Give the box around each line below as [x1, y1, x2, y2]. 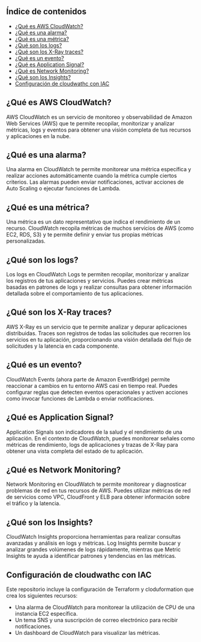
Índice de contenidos [6, 7, 87, 17]
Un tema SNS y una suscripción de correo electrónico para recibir [14, 616, 178, 623]
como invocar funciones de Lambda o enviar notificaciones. [6, 395, 155, 402]
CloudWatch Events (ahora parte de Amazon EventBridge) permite [6, 375, 170, 383]
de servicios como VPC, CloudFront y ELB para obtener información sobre [6, 494, 190, 501]
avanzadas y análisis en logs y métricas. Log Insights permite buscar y [6, 539, 181, 547]
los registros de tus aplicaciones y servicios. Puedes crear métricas [6, 277, 173, 285]
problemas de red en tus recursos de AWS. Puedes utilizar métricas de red [6, 487, 191, 494]
